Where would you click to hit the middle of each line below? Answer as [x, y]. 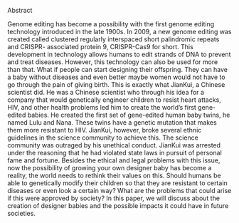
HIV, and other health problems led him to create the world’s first [102, 107]
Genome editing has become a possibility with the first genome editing [111, 24]
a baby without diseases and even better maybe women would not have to [116, 77]
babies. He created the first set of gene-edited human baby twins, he [129, 115]
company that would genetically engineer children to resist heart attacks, [115, 100]
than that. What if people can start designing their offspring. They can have [118, 69]
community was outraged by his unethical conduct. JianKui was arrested [114, 145]
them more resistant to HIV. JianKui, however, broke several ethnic [105, 130]
